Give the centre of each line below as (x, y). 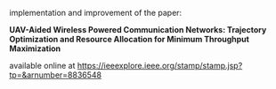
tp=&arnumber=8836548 (56, 75)
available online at (42, 66)
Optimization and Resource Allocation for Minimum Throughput (129, 39)
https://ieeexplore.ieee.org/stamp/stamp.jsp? (160, 66)
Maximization (35, 48)
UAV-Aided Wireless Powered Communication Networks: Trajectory (138, 30)
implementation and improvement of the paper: (96, 13)
